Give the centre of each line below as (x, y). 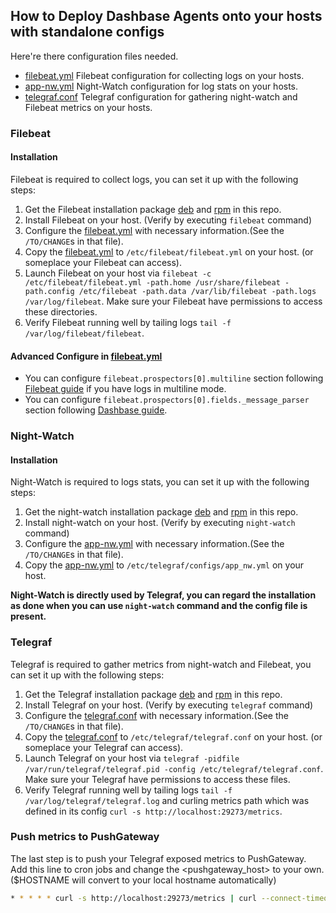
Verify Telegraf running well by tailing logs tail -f (128, 790)
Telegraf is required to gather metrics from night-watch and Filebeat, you (161, 664)
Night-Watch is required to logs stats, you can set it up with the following (160, 482)
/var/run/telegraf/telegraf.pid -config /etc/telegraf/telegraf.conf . (174, 768)
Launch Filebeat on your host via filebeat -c (118, 273)
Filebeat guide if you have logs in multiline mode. (125, 389)
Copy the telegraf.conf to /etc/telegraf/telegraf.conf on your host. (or (173, 736)
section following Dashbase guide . (96, 410)
